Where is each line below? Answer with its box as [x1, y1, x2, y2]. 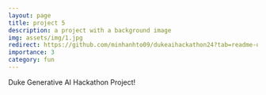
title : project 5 [8, 19, 66, 27]
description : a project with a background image [8, 26, 172, 34]
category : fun [8, 56, 55, 64]
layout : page [8, 11, 51, 20]
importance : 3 [8, 48, 55, 56]
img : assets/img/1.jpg [8, 33, 83, 42]
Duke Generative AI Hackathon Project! [8, 77, 136, 87]
